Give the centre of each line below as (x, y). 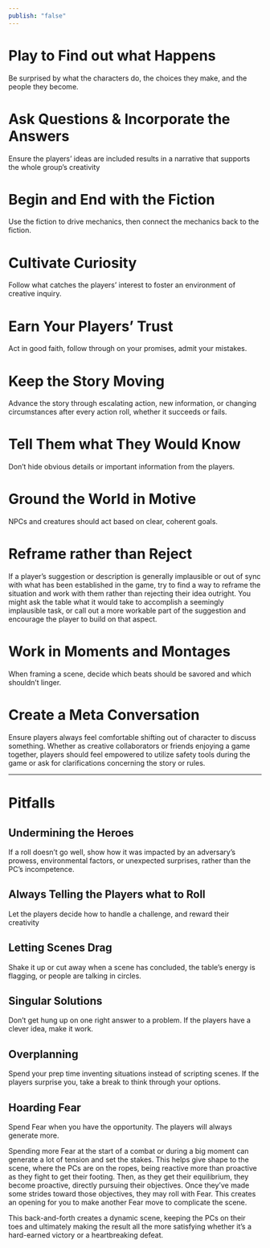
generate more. (34, 1135)
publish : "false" (37, 16)
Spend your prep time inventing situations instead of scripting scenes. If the (134, 1074)
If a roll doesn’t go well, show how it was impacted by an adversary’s (122, 852)
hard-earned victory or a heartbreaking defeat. (86, 1235)
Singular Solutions (55, 1000)
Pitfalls (32, 803)
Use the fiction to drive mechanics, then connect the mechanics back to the (134, 221)
